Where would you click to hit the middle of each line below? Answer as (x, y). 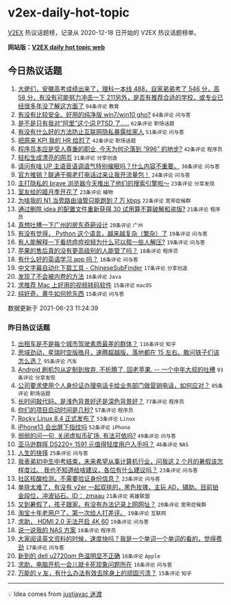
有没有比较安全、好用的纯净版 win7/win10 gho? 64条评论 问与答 (104, 114)
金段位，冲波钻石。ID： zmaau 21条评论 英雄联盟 (84, 496)
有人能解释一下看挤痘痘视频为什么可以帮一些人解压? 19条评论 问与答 (111, 242)
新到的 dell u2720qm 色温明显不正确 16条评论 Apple (89, 556)
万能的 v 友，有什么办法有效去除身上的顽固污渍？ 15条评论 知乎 (105, 573)
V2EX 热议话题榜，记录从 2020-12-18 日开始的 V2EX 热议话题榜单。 (104, 32)
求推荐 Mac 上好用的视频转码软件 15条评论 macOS (85, 285)
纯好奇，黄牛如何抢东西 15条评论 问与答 (71, 293)
